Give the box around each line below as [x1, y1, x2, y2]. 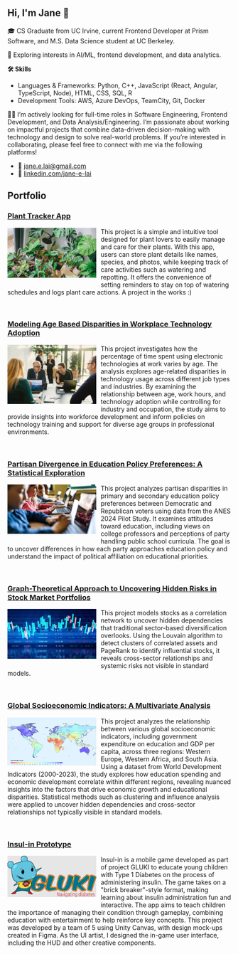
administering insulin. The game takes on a [100, 878, 226, 886]
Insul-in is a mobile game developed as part [100, 855, 229, 864]
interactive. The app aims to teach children [100, 901, 226, 909]
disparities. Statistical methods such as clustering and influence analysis [7, 793, 220, 801]
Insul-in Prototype [7, 839, 72, 849]
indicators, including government [100, 732, 198, 741]
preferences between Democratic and [100, 499, 212, 508]
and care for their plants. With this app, [100, 243, 215, 251]
